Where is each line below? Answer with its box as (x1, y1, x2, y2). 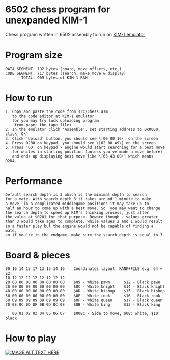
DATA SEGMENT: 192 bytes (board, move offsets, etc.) (5, 66, 122, 71)
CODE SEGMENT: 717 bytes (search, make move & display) (5, 71, 126, 76)
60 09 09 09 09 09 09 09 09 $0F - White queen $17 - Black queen (5, 298, 163, 303)
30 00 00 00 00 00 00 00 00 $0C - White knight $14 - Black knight (5, 284, 165, 289)
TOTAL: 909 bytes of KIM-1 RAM (21, 75, 88, 80)
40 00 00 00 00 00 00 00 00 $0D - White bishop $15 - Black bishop (5, 288, 165, 294)
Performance (5, 175, 63, 187)
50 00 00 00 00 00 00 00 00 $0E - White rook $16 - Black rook (5, 293, 160, 298)
